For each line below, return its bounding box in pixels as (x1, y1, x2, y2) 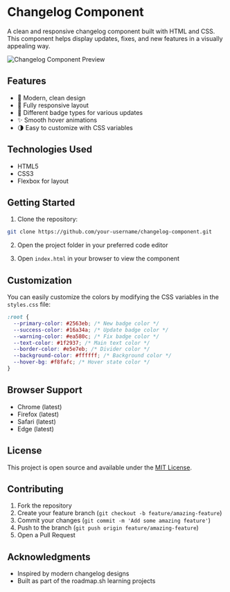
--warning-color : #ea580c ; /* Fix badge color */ (13, 333, 159, 340)
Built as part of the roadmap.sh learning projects (17, 577, 156, 585)
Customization (7, 274, 73, 286)
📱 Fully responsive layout (17, 101, 89, 109)
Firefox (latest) (17, 410, 60, 418)
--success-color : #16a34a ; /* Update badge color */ (13, 326, 169, 333)
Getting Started (7, 197, 76, 208)
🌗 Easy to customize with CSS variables (17, 123, 133, 132)
